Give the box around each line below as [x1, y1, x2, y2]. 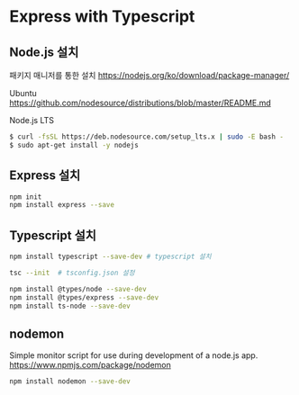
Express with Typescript [9, 6, 195, 27]
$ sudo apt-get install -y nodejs [9, 140, 140, 149]
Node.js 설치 [9, 44, 79, 59]
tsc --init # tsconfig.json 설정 [9, 268, 135, 277]
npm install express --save [9, 201, 115, 210]
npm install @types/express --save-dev [9, 292, 159, 302]
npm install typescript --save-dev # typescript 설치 [9, 252, 212, 262]
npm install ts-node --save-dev [9, 301, 131, 310]
